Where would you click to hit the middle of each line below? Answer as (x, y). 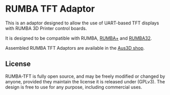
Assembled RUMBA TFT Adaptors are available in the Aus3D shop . (75, 48)
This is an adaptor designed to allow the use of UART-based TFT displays (82, 23)
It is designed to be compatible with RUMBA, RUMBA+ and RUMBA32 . (79, 38)
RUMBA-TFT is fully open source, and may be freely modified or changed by (85, 76)
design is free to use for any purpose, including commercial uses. (74, 87)
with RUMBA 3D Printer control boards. (46, 28)
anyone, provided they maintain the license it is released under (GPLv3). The (85, 81)
